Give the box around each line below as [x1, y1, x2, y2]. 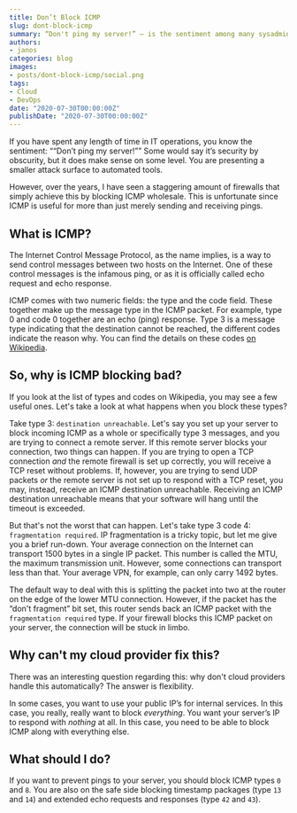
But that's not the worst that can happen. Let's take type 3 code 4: [9, 520, 252, 530]
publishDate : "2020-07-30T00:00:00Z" [9, 112, 148, 121]
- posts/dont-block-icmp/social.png [9, 71, 144, 80]
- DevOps [9, 95, 42, 105]
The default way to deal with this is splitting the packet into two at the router [9, 584, 286, 595]
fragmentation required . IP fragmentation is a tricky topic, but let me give [9, 529, 278, 540]
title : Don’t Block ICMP [9, 12, 101, 22]
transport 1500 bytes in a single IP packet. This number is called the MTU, [9, 548, 278, 559]
